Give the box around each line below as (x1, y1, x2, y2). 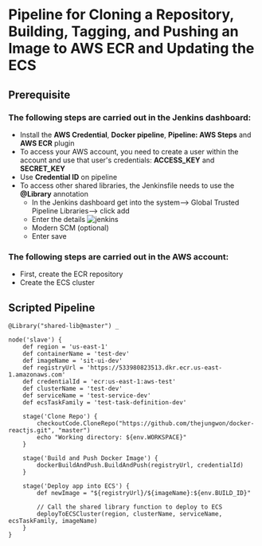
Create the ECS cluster (19, 278, 96, 287)
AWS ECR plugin (19, 138, 75, 148)
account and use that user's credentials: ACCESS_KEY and (19, 155, 215, 165)
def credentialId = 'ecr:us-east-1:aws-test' (22, 377, 177, 385)
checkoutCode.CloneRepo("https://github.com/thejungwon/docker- (37, 419, 255, 427)
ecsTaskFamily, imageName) (8, 517, 98, 525)
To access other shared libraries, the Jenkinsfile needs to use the (19, 181, 235, 190)
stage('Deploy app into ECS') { (22, 482, 130, 490)
